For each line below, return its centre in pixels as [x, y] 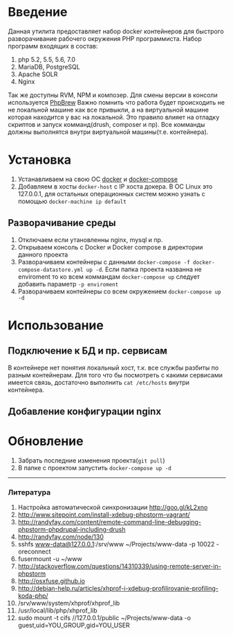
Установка [40, 160]
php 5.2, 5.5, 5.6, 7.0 [46, 59]
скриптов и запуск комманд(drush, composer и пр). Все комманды [106, 124]
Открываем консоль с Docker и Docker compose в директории [110, 247]
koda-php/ [33, 596]
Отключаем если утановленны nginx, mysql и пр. [90, 239]
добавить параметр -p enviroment [68, 284]
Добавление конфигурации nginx [85, 412]
